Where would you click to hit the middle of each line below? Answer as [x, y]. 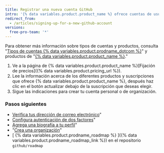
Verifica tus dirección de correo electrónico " [57, 115]
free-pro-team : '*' [29, 32]
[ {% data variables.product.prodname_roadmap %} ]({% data [74, 135]
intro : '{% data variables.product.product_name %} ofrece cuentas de [78, 14]
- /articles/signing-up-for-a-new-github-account [61, 23]
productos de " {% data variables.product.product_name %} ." [66, 56]
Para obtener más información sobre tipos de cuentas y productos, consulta [82, 46]
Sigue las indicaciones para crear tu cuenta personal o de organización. [84, 91]
